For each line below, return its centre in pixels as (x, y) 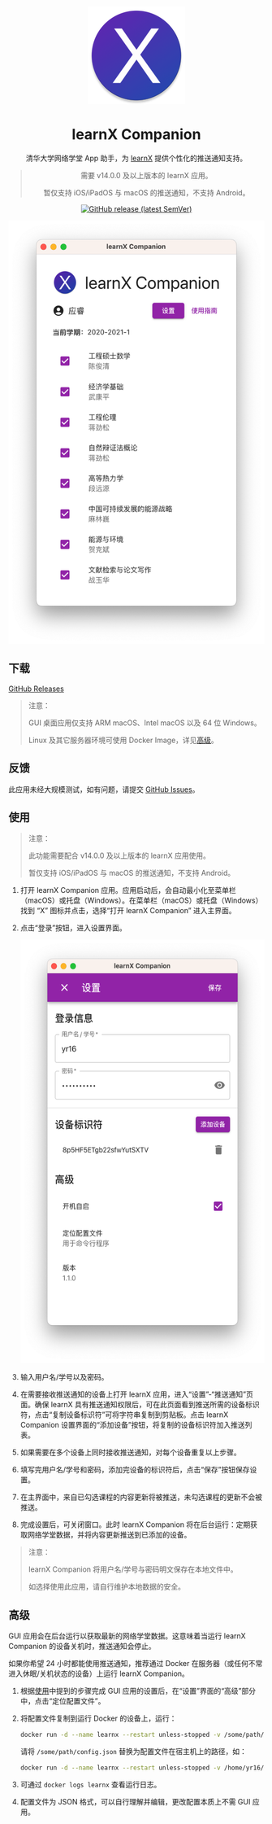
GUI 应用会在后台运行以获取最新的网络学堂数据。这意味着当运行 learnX (127, 1636)
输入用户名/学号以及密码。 (64, 1377)
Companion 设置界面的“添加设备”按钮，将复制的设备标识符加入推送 (132, 1425)
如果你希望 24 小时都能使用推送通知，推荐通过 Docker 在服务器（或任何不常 (136, 1664)
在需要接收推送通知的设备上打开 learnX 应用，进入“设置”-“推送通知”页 (136, 1394)
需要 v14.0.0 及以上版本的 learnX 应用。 (147, 175)
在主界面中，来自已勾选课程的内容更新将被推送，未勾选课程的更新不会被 (141, 1497)
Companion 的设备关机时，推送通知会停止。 (82, 1647)
